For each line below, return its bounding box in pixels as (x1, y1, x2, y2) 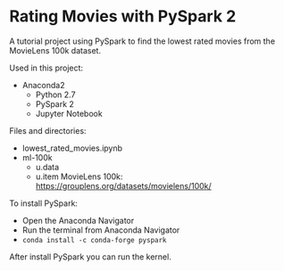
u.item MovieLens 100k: (35, 171, 123, 182)
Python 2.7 (35, 89, 76, 100)
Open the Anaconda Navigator (21, 215, 135, 226)
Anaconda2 (21, 79, 65, 90)
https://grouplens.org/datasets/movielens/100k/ (35, 180, 212, 191)
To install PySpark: (9, 198, 79, 209)
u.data (35, 161, 60, 172)
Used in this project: (9, 62, 83, 73)
